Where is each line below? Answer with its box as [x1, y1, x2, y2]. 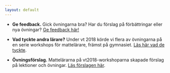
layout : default [5, 7, 39, 13]
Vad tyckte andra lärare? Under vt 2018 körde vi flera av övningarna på [12, 36, 162, 42]
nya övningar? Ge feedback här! [12, 26, 80, 33]
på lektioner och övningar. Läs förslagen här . [12, 62, 106, 68]
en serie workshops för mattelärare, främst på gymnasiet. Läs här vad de [12, 41, 165, 48]
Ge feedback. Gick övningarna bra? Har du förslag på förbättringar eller [12, 21, 163, 27]
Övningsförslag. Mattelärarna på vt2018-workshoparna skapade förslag [12, 56, 164, 63]
